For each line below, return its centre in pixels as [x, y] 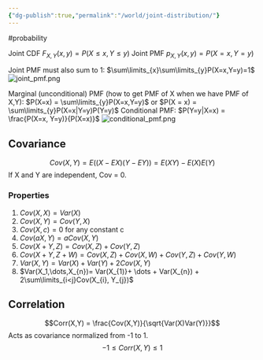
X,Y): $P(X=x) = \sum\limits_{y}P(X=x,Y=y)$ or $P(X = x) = [102, 102]
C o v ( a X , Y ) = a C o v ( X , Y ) [59, 238]
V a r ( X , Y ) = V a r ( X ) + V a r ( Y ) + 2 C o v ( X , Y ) [85, 263]
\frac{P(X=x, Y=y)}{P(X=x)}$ [54, 119]
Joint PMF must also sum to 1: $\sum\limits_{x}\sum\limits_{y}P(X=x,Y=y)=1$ [132, 70]
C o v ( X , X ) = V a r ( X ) [50, 213]
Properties [29, 195]
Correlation [37, 304]
